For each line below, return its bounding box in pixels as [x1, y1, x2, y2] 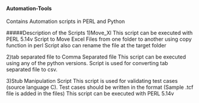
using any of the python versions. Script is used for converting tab [6, 60, 168, 67]
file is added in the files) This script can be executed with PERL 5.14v [6, 90, 174, 97]
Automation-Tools [6, 5, 52, 12]
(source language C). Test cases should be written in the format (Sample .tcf [6, 83, 194, 91]
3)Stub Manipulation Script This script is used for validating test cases [6, 78, 178, 85]
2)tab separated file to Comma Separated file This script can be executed [6, 53, 186, 60]
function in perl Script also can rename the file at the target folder [6, 42, 166, 49]
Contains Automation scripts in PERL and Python [6, 18, 125, 25]
